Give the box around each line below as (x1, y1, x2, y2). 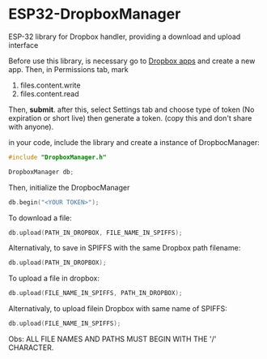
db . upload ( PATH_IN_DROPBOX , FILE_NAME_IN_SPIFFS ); (8, 229, 183, 237)
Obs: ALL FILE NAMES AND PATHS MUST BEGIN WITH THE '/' (8, 334, 217, 344)
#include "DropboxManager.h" (8, 153, 107, 161)
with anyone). (8, 122, 54, 131)
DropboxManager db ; (8, 168, 74, 176)
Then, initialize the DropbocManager (8, 182, 130, 192)
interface (8, 40, 39, 49)
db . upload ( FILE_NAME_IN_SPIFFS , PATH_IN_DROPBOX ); (8, 289, 183, 297)
